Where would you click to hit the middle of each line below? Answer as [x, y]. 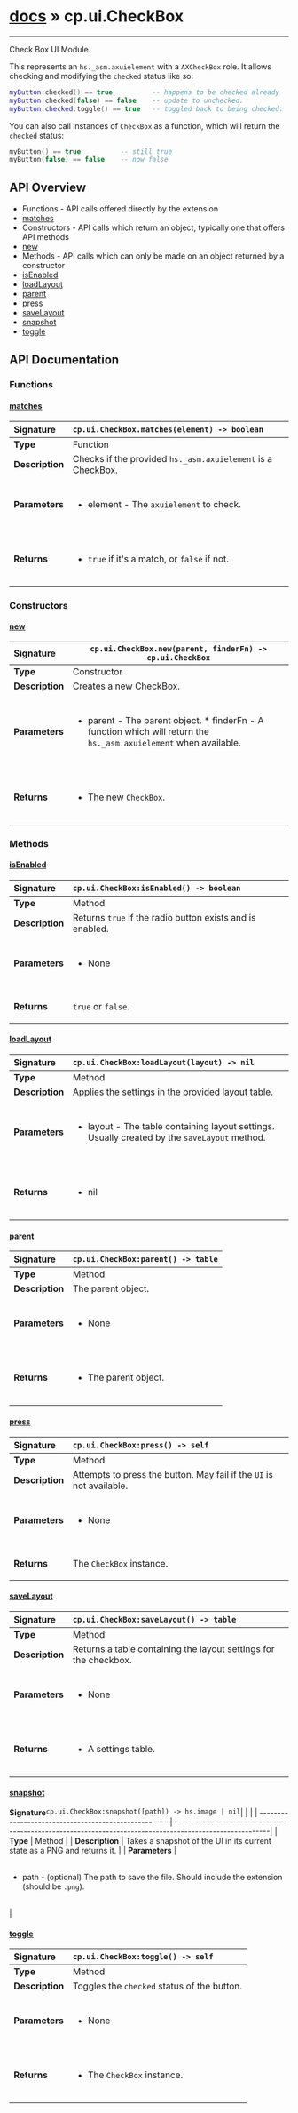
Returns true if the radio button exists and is [164, 917]
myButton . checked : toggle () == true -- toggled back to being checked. [146, 108]
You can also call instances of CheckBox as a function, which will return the [145, 125]
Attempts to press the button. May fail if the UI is [173, 1474]
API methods [45, 237]
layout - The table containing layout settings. [181, 1127]
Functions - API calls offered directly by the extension [120, 209]
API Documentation [64, 359]
